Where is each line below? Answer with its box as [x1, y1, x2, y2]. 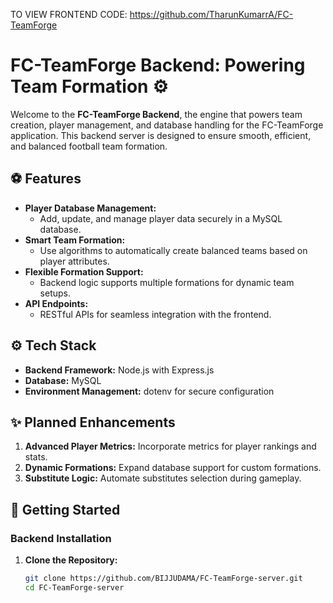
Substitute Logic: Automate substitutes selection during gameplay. [24, 472, 302, 484]
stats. [24, 451, 48, 463]
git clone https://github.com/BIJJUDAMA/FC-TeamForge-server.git [24, 574, 303, 584]
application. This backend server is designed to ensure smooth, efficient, [10, 129, 312, 141]
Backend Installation [10, 531, 112, 545]
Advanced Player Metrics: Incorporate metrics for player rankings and [24, 440, 317, 453]
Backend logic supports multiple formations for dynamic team [39, 276, 295, 288]
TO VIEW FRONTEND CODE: [10, 9, 128, 20]
